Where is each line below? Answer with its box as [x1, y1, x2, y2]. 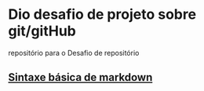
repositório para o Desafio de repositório [8, 48, 140, 57]
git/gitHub [8, 22, 77, 40]
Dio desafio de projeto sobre [8, 5, 197, 24]
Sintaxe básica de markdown [8, 71, 153, 84]
